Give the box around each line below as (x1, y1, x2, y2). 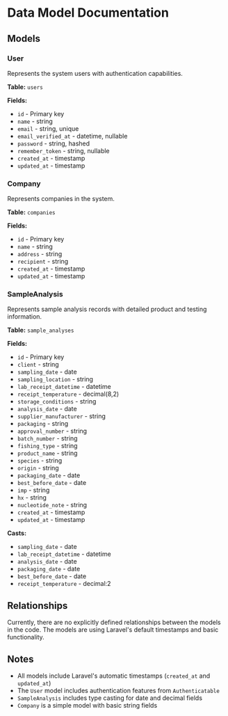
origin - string (17, 464, 59, 472)
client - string (17, 360, 59, 369)
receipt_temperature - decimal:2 (17, 580, 111, 588)
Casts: (7, 529, 26, 537)
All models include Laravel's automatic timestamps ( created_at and (17, 671, 211, 680)
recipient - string (17, 257, 69, 266)
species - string (17, 456, 63, 465)
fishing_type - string (17, 442, 78, 450)
